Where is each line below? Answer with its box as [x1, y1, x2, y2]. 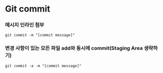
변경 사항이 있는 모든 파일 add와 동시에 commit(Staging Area [5, 45, 143, 52]
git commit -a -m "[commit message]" [5, 63, 82, 68]
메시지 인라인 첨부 [5, 22, 45, 29]
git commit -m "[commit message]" [5, 33, 75, 38]
